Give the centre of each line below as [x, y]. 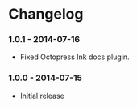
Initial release [42, 96]
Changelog [46, 14]
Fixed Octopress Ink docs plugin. [75, 57]
